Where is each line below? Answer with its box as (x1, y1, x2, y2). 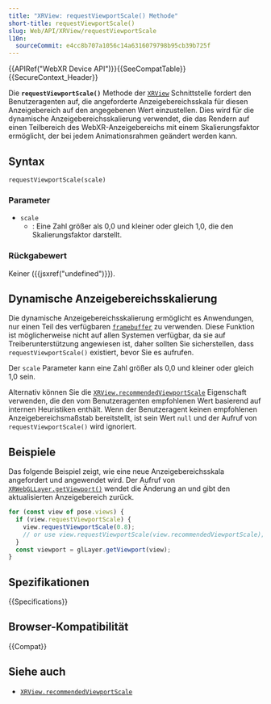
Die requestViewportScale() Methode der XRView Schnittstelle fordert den (8, 88, 252, 98)
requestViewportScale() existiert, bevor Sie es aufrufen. (8, 348, 194, 358)
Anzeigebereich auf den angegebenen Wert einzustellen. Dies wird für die (8, 106, 254, 115)
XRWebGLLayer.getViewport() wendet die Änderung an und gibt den (8, 484, 231, 493)
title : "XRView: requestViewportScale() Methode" (8, 11, 179, 20)
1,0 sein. (8, 372, 36, 382)
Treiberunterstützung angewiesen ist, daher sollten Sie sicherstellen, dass (8, 339, 254, 349)
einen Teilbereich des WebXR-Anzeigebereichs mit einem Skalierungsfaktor (8, 123, 260, 132)
